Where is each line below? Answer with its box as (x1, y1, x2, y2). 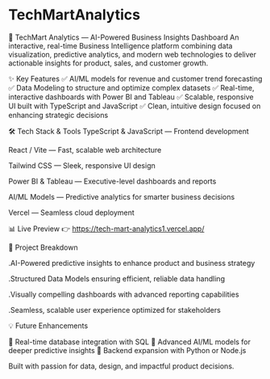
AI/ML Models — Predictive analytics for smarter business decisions (8, 192, 235, 201)
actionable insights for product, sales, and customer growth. (8, 58, 209, 68)
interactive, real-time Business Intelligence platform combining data (8, 40, 233, 50)
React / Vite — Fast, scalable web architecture (8, 145, 162, 154)
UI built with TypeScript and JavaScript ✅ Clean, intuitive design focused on (8, 101, 261, 111)
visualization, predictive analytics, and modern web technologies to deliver (8, 49, 256, 59)
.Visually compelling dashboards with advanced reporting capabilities (8, 289, 239, 299)
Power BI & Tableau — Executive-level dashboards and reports (8, 176, 217, 186)
